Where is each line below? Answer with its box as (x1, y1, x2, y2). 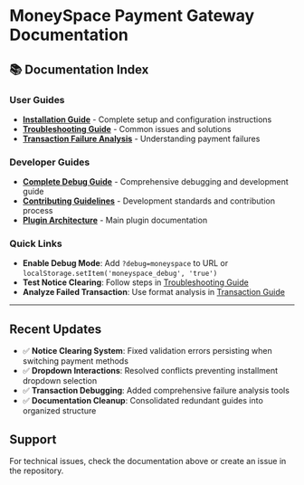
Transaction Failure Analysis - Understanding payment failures (22, 133, 261, 144)
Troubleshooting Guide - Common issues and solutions (22, 123, 232, 134)
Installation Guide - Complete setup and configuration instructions (22, 114, 272, 125)
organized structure (22, 405, 97, 416)
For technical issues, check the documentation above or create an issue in (9, 456, 287, 467)
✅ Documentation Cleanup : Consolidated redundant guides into (22, 395, 264, 406)
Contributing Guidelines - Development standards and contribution (22, 195, 276, 206)
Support (9, 432, 57, 447)
